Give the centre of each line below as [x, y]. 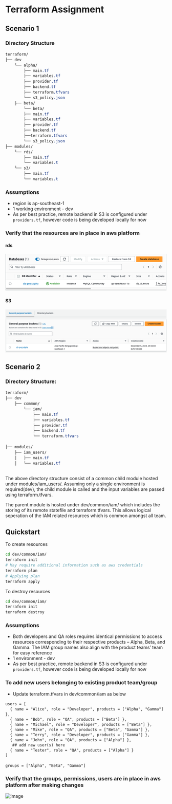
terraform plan [21, 571]
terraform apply [23, 581]
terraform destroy [25, 612]
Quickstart [23, 532]
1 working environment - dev [43, 209]
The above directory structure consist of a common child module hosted [82, 479]
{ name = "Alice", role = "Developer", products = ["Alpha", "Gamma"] [87, 709]
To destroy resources [28, 591]
